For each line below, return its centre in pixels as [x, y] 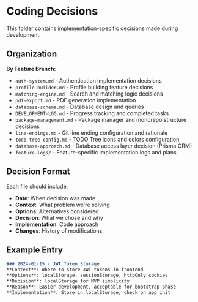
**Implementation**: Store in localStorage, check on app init [89, 292]
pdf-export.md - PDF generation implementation [75, 100]
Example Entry [35, 250]
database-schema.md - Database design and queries [79, 107]
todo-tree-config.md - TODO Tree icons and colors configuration [97, 139]
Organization [31, 54]
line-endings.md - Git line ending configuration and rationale [91, 132]
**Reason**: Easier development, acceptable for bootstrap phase [91, 287]
